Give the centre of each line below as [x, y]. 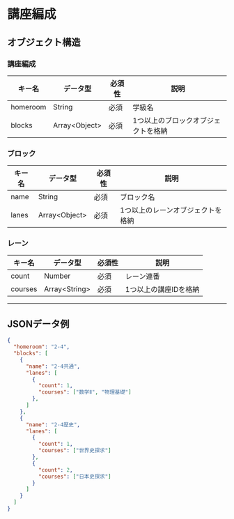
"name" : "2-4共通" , [53, 366]
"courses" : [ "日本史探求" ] [75, 477]
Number [57, 276]
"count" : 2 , [55, 470]
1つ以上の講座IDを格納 [162, 290]
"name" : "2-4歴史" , [53, 425]
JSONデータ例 [38, 324]
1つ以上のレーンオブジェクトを [171, 210]
